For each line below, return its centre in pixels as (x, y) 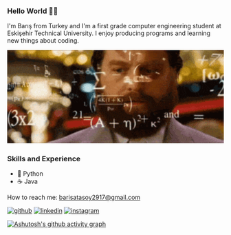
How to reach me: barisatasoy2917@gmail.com (74, 197)
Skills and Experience (44, 159)
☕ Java (27, 181)
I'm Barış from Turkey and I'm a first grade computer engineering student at (114, 26)
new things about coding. (43, 41)
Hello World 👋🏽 (33, 11)
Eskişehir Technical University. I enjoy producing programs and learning (109, 33)
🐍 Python (30, 174)
